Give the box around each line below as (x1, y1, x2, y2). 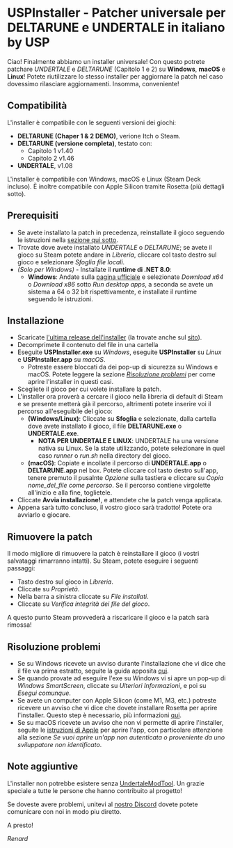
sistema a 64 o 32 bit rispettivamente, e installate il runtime (27, 287, 198, 296)
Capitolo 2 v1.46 (27, 154, 75, 162)
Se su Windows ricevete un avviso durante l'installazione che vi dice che (17, 659, 226, 667)
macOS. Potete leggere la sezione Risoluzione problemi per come (27, 370, 216, 378)
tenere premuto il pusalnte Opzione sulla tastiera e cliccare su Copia (27, 474, 224, 482)
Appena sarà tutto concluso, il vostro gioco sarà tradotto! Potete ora (17, 503, 212, 512)
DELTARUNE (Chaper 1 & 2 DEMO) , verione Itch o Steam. (17, 131, 181, 140)
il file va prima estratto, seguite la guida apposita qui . (17, 666, 169, 675)
